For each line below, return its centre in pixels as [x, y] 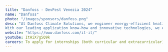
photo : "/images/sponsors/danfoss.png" [47, 19]
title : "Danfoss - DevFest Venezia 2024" [49, 10]
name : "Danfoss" [22, 14]
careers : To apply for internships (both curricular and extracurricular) [85, 42]
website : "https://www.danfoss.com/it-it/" [51, 33]
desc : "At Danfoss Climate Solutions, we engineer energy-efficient [78, 24]
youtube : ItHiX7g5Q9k [28, 38]
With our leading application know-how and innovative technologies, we [82, 28]
